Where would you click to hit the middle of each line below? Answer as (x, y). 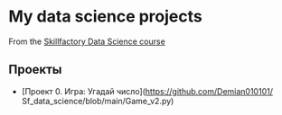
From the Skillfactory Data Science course (87, 41)
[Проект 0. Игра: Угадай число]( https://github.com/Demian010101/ (147, 91)
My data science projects (105, 17)
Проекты (35, 70)
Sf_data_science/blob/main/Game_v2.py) (98, 101)
